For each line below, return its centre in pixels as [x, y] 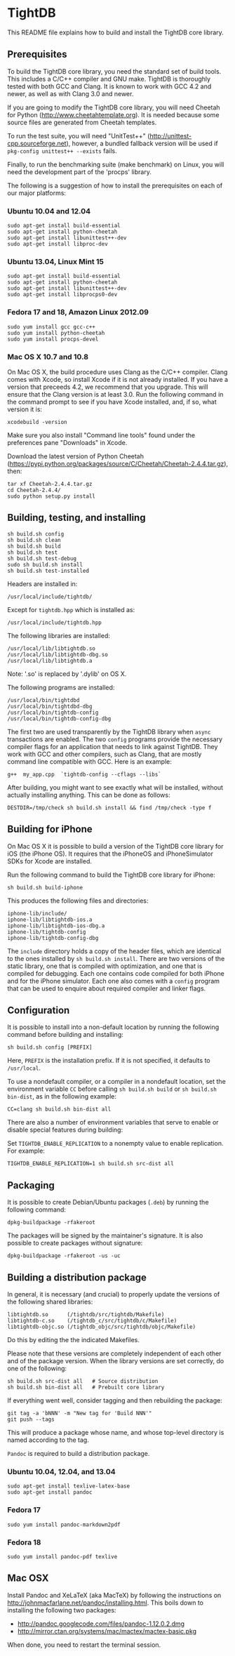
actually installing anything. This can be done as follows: [89, 795]
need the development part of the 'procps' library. [80, 172]
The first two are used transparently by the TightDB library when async [109, 731]
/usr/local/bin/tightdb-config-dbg [59, 718]
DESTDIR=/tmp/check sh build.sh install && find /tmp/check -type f [109, 808]
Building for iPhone [50, 829]
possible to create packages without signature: [75, 1243]
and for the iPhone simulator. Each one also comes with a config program [113, 981]
